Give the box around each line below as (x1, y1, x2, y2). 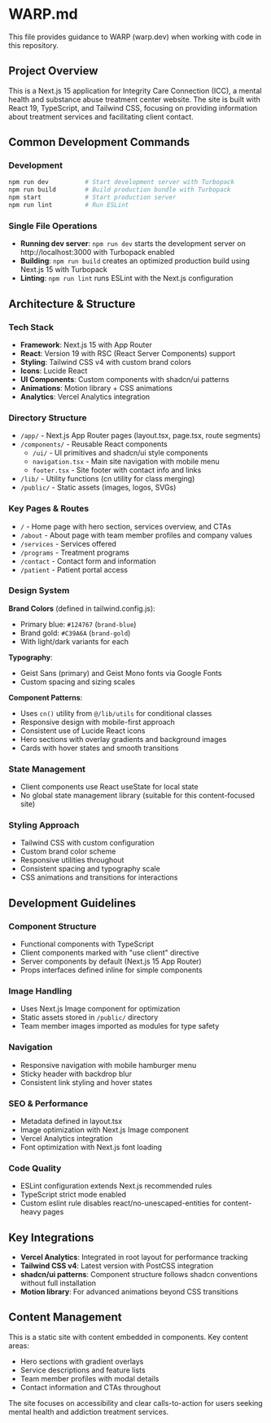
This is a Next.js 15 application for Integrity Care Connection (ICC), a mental (8, 86, 262, 95)
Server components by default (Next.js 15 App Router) (20, 956, 202, 966)
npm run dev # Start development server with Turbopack (8, 178, 234, 187)
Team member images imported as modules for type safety (20, 1021, 220, 1031)
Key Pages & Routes (8, 503, 90, 514)
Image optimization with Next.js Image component (20, 1125, 189, 1135)
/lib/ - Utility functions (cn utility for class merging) (20, 474, 195, 484)
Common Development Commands (8, 135, 190, 149)
